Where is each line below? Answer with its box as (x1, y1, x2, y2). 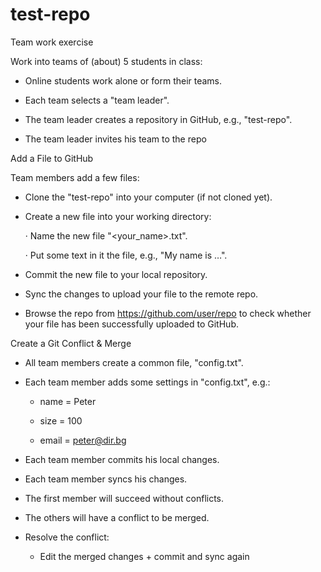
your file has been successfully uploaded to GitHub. (24, 318, 239, 330)
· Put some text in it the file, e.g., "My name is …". (24, 249, 228, 261)
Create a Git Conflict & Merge (10, 337, 132, 349)
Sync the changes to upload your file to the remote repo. (24, 288, 259, 300)
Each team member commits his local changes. (24, 453, 220, 465)
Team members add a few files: (10, 171, 140, 183)
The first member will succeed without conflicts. (24, 492, 225, 504)
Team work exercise (10, 36, 94, 48)
